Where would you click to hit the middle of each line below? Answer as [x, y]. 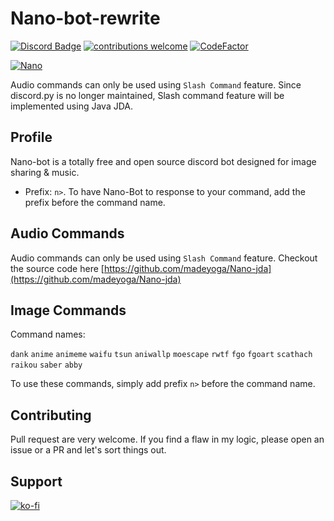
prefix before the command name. [95, 202]
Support [36, 481]
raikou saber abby [46, 365]
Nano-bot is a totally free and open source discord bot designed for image [163, 161]
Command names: [48, 334]
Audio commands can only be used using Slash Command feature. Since [156, 84]
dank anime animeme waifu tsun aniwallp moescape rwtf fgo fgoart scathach [161, 355]
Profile [31, 137]
